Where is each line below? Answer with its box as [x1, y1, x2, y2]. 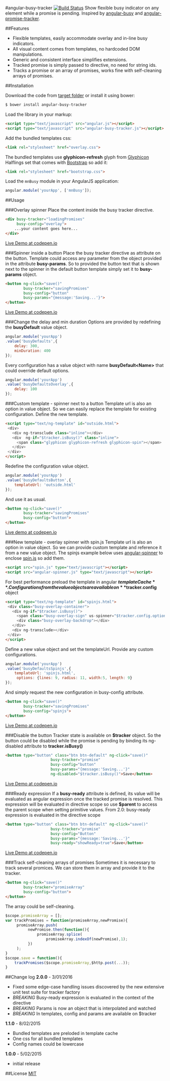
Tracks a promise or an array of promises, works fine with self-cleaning [12, 67, 162, 73]
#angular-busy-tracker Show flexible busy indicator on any [5, 5, 159, 11]
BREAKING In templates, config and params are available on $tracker [12, 1011, 157, 1017]
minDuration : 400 [14, 348, 51, 353]
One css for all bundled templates [12, 1035, 83, 1042]
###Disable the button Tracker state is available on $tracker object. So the [5, 732, 161, 738]
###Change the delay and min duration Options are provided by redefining [5, 319, 161, 325]
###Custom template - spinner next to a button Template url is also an [5, 400, 152, 406]
